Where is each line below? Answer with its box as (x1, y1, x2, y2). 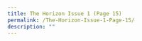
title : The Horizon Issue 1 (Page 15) (7, 10, 122, 17)
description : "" (7, 23, 55, 30)
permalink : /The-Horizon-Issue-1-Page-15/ (7, 17, 135, 24)
